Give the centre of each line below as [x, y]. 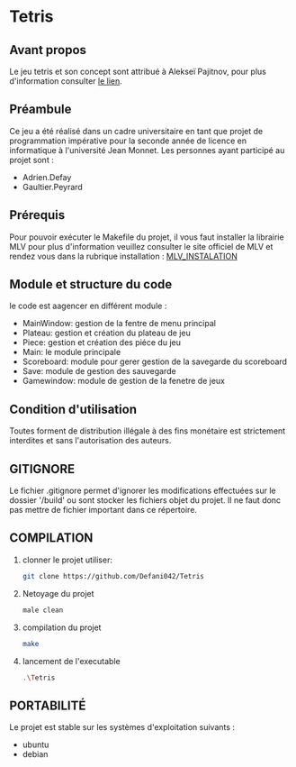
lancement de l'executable [71, 661]
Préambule [40, 110]
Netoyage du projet [58, 593]
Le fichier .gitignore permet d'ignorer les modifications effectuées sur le [143, 491]
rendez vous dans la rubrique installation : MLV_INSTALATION [124, 256]
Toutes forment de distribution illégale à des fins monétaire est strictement [148, 431]
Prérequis [37, 215]
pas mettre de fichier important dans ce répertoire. [103, 510]
